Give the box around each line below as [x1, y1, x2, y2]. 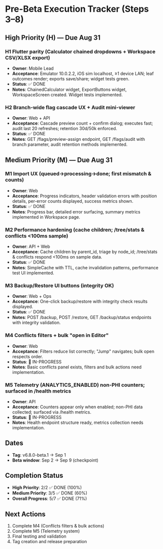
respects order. [12, 353, 43, 359]
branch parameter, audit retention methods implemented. [12, 141, 128, 148]
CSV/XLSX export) [5, 54, 50, 61]
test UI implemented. [12, 270, 55, 276]
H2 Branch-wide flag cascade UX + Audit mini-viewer [5, 104, 136, 111]
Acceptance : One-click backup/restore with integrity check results [12, 298, 148, 305]
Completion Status [5, 471, 64, 480]
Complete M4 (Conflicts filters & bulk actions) [12, 523, 104, 529]
